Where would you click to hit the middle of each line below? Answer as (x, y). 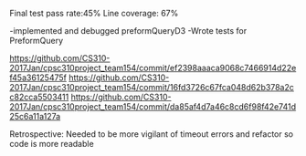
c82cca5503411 (39, 97)
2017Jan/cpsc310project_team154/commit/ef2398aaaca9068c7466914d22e (153, 68)
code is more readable (52, 144)
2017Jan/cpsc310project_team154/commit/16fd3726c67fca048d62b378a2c (152, 87)
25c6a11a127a (35, 116)
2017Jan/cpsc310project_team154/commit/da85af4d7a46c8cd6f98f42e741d (153, 107)
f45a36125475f (38, 78)
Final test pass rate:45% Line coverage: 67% (94, 13)
